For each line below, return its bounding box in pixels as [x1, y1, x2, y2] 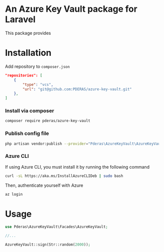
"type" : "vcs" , [22, 82, 54, 87]
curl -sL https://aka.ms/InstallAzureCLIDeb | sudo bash [5, 173, 123, 178]
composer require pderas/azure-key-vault [5, 119, 91, 124]
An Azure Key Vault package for [5, 3, 138, 15]
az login [5, 192, 23, 197]
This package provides [5, 30, 51, 36]
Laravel [5, 14, 36, 25]
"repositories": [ [5, 73, 42, 78]
